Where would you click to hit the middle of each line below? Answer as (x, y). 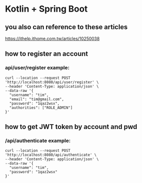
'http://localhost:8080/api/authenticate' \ (51, 155)
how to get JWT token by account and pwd (71, 127)
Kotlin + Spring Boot (46, 9)
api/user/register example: (37, 68)
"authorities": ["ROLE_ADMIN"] (41, 108)
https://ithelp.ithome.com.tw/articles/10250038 (52, 38)
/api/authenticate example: (38, 141)
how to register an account (47, 54)
